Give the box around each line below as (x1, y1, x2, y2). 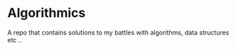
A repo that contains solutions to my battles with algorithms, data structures (7, 28, 230, 37)
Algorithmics (7, 5, 86, 21)
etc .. (7, 35, 23, 44)
